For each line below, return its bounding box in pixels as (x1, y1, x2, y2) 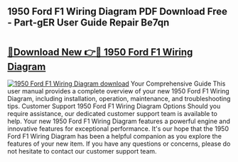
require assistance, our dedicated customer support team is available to (7, 110, 218, 117)
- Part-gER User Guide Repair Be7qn (7, 17, 170, 29)
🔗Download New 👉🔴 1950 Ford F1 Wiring (7, 46, 193, 58)
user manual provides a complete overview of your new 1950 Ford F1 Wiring (7, 87, 229, 95)
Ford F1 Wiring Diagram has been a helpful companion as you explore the (7, 132, 222, 140)
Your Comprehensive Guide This (130, 79, 226, 88)
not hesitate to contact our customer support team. (7, 147, 158, 155)
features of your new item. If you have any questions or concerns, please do (7, 139, 231, 148)
